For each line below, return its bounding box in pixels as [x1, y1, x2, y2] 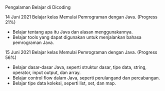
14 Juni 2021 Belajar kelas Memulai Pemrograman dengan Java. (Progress [5, 14, 157, 19]
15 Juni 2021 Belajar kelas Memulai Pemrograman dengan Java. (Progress [5, 49, 157, 55]
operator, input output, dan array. [12, 69, 81, 75]
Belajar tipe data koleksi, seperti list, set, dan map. [12, 80, 116, 86]
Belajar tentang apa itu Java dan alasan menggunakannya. [12, 29, 133, 34]
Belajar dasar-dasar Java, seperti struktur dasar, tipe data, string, [12, 64, 147, 70]
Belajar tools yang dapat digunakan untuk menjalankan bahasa [12, 34, 141, 40]
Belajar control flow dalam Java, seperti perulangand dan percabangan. [12, 75, 160, 80]
